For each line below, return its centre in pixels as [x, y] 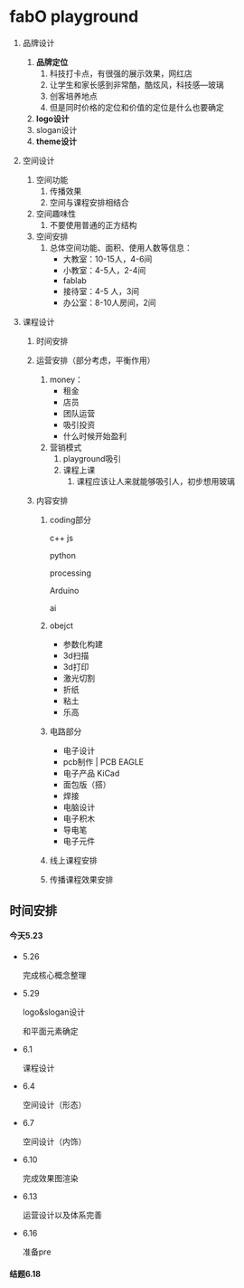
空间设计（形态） [54, 1104]
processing [70, 573]
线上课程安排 [73, 860]
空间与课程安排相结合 [89, 202]
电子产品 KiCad [91, 773]
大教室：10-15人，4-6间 [108, 259]
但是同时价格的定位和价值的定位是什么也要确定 [136, 107]
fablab [75, 280]
